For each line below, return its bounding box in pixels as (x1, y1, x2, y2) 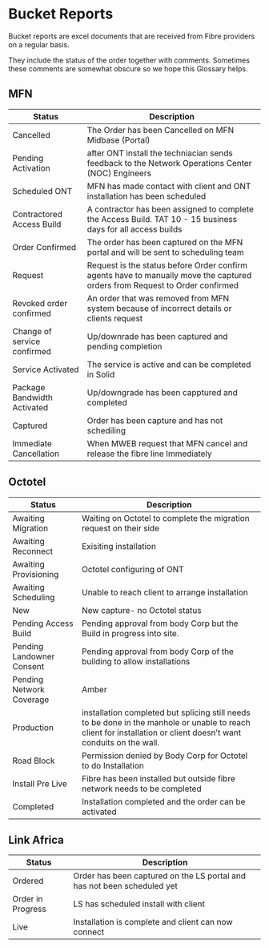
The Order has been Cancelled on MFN (86, 124, 235, 135)
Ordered (12, 875, 44, 886)
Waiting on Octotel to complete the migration (81, 512, 250, 523)
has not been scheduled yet (73, 881, 178, 892)
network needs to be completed (81, 783, 202, 794)
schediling (86, 425, 126, 436)
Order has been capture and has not (86, 414, 223, 426)
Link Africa (8, 833, 64, 846)
